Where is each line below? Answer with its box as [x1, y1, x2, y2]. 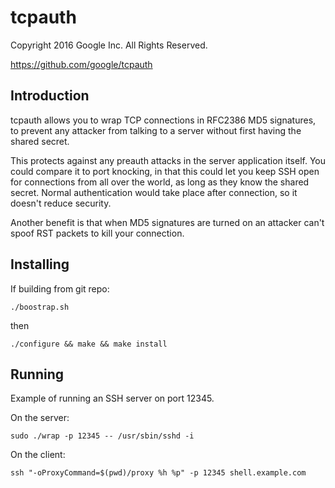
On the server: [10, 412, 70, 424]
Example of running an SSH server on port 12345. [10, 392, 215, 405]
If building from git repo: [10, 282, 110, 295]
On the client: [10, 449, 66, 461]
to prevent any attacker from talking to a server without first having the [10, 124, 302, 136]
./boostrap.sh [10, 302, 70, 312]
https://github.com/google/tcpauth [10, 58, 153, 70]
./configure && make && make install [10, 339, 168, 349]
